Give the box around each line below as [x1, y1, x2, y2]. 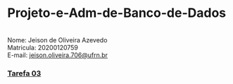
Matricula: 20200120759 [7, 43, 79, 52]
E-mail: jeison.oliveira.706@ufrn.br [7, 51, 108, 59]
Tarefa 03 [7, 68, 42, 78]
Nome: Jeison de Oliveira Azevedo [7, 35, 108, 44]
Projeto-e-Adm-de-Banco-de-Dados [7, 5, 227, 21]
